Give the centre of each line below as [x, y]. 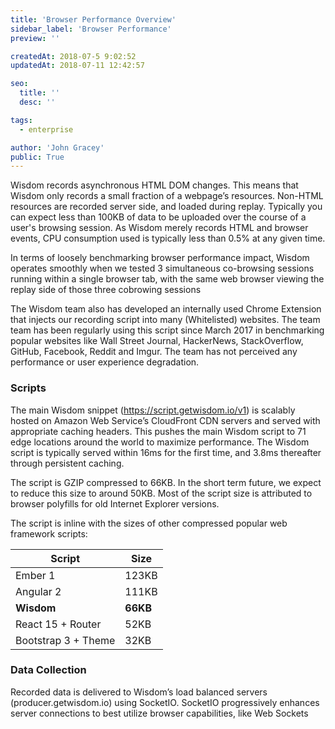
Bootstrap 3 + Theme [65, 640]
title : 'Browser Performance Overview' [93, 19]
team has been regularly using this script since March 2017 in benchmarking [167, 330]
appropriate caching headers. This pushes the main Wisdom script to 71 [158, 431]
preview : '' [35, 38]
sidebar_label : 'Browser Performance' [91, 29]
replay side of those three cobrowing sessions [106, 290]
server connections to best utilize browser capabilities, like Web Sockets [159, 713]
